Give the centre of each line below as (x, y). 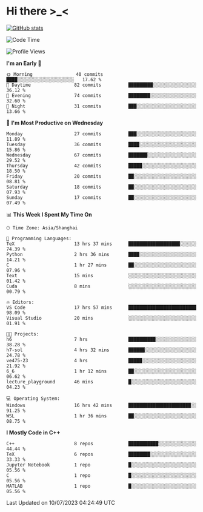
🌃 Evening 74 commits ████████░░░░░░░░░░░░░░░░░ (101, 95)
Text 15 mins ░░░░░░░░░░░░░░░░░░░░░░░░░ (101, 275)
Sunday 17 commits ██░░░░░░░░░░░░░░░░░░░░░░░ (101, 197)
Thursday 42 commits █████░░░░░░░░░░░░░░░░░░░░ (101, 166)
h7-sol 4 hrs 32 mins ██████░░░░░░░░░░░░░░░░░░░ (101, 350)
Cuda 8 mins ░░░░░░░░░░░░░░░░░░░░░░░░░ (101, 286)
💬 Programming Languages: (39, 238)
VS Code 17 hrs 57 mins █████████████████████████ (101, 308)
